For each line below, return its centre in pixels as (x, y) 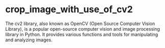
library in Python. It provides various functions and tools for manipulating (82, 34)
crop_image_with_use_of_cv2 (69, 9)
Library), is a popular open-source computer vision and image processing (83, 29)
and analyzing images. (29, 40)
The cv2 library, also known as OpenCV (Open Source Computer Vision (80, 23)
